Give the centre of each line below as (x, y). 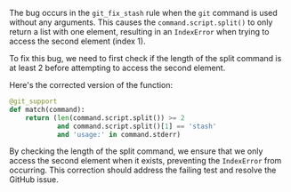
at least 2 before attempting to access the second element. (117, 68)
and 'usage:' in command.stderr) (118, 134)
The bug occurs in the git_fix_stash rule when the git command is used (143, 13)
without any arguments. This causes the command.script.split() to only (141, 22)
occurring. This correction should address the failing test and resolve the (143, 170)
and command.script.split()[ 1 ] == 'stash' (137, 126)
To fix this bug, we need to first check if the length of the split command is (145, 58)
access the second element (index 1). (77, 41)
